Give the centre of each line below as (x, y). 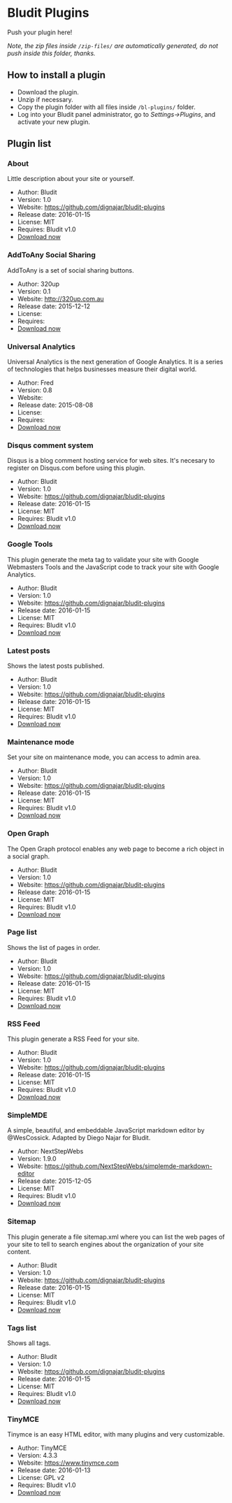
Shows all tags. (29, 1343)
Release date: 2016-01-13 (54, 1470)
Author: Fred (35, 383)
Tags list (22, 1328)
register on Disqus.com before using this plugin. (76, 468)
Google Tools (30, 545)
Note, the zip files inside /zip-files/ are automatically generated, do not (113, 45)
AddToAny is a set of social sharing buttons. (71, 270)
